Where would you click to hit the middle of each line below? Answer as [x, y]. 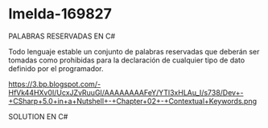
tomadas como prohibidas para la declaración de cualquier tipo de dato [127, 60]
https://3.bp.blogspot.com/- [55, 84]
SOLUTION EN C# [38, 116]
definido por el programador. [56, 68]
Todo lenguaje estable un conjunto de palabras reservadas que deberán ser [134, 51]
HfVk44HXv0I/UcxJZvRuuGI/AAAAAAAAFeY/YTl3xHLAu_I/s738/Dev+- [126, 92]
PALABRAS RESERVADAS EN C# [62, 36]
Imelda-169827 [60, 14]
